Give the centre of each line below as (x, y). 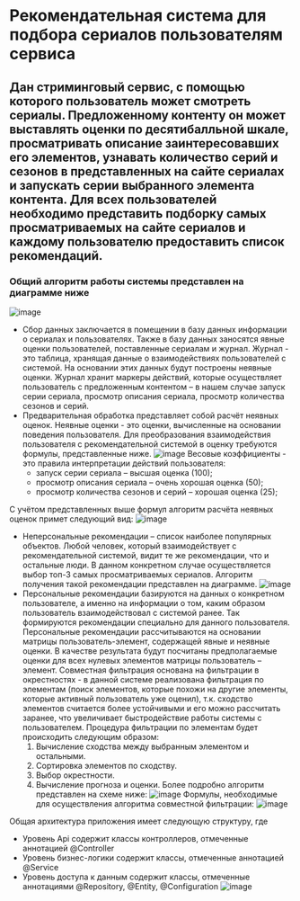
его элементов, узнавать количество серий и (144, 157)
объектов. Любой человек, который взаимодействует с (129, 546)
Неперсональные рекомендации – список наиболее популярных (147, 536)
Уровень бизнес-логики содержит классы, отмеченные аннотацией (153, 857)
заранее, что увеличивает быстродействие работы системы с (142, 718)
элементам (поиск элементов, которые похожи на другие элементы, (155, 689)
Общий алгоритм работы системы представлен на (127, 281)
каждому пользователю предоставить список (147, 241)
